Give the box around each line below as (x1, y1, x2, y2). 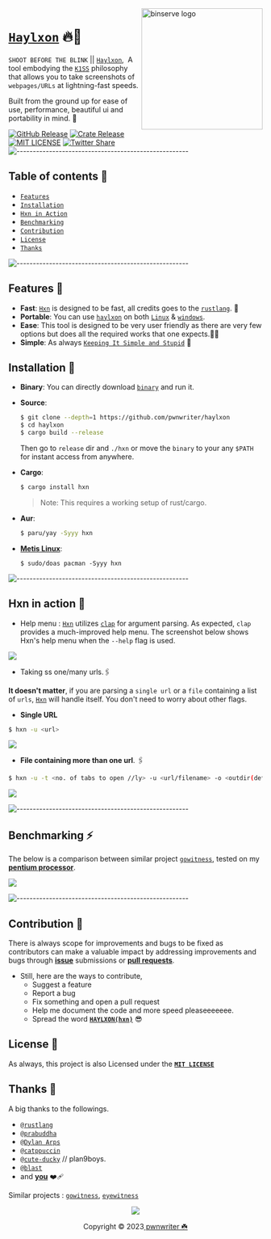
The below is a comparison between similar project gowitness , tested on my (8, 854, 260, 864)
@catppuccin (19, 1147, 60, 1155)
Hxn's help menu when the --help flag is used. (19, 635, 176, 645)
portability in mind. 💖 (8, 113, 77, 123)
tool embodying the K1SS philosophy (8, 63, 128, 73)
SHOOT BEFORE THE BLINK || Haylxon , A (8, 54, 133, 64)
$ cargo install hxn (19, 483, 90, 491)
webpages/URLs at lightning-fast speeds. (8, 80, 139, 90)
